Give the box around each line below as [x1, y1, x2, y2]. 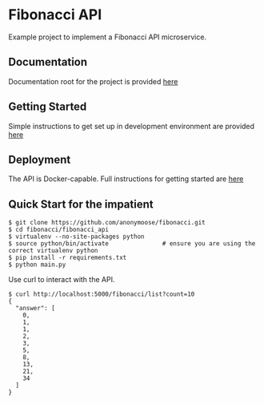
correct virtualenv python [8, 247, 98, 255]
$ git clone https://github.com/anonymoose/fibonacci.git [8, 219, 206, 227]
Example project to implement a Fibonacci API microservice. [8, 32, 206, 42]
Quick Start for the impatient [8, 197, 154, 211]
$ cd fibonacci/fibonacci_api [8, 226, 110, 234]
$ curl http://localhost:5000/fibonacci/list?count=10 [8, 290, 195, 298]
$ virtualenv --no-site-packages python [8, 232, 146, 241]
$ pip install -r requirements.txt [8, 254, 127, 262]
